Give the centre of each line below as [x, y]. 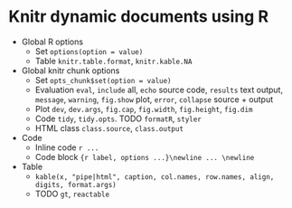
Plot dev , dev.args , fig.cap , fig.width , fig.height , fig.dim [144, 109]
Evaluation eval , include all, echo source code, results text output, [159, 90]
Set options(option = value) [89, 51]
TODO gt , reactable [72, 194]
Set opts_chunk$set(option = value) [104, 80]
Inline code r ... [67, 147]
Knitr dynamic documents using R [138, 17]
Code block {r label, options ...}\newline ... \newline [145, 156]
